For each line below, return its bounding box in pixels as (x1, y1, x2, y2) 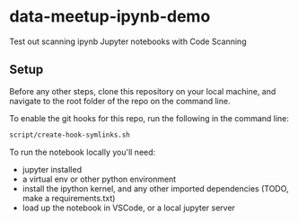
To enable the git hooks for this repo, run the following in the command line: (9, 112, 290, 123)
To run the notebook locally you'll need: (9, 147, 156, 157)
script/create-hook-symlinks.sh (9, 130, 130, 139)
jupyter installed (22, 164, 83, 174)
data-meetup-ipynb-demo (9, 6, 211, 27)
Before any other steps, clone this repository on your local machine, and (9, 85, 276, 96)
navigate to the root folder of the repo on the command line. (9, 95, 231, 106)
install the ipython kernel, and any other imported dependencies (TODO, (22, 182, 289, 194)
